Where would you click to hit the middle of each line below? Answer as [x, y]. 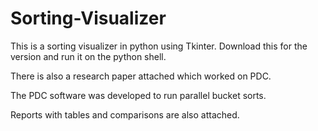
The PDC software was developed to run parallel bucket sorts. [138, 95]
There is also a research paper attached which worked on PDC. [141, 76]
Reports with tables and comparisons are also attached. [125, 114]
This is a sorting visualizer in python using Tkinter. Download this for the [159, 46]
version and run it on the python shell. [88, 56]
